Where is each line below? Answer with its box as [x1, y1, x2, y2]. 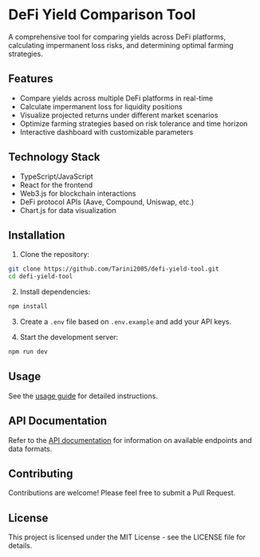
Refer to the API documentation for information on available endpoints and [8, 435, 253, 444]
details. [8, 541, 33, 551]
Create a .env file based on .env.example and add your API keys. [19, 317, 232, 326]
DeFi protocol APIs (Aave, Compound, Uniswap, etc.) [19, 197, 195, 207]
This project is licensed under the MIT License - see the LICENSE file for [8, 532, 246, 542]
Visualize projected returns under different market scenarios [19, 110, 219, 120]
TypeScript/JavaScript [19, 172, 93, 181]
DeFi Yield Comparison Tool [8, 6, 196, 24]
